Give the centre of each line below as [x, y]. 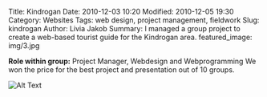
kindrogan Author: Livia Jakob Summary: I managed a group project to [124, 28]
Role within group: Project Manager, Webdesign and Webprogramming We [132, 61]
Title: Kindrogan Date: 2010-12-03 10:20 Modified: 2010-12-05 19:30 [121, 12]
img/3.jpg [24, 46]
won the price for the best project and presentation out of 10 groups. [121, 70]
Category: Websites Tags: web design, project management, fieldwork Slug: [134, 20]
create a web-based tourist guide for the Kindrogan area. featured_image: [130, 37]
